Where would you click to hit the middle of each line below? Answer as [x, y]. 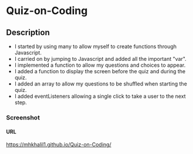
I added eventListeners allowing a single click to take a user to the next [100, 96]
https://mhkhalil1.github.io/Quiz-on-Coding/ [59, 145]
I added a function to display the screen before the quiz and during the [100, 71]
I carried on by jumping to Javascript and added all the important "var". [100, 59]
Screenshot [23, 117]
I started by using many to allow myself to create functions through [96, 46]
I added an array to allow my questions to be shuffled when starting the [101, 84]
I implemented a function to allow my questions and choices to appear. [100, 65]
